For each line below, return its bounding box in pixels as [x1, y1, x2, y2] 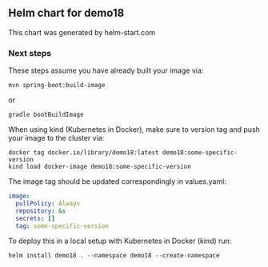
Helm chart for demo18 [8, 6, 125, 20]
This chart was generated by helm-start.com [8, 27, 156, 37]
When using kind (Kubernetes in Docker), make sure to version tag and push [8, 125, 260, 134]
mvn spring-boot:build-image [8, 82, 106, 90]
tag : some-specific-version [15, 221, 110, 230]
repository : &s [15, 207, 66, 215]
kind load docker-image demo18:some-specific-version [8, 163, 192, 171]
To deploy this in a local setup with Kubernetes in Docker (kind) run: [8, 236, 232, 246]
